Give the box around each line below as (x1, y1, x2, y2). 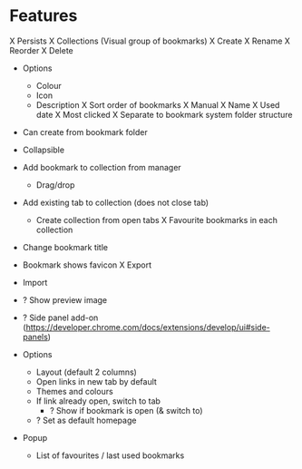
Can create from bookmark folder (22, 126, 148, 137)
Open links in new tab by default (35, 376, 157, 386)
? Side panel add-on (22, 312, 99, 323)
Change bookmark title (22, 241, 109, 252)
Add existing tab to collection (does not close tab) (22, 197, 209, 208)
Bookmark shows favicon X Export (22, 259, 152, 270)
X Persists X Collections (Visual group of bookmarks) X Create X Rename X (9, 35, 290, 46)
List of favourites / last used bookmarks (35, 450, 185, 461)
